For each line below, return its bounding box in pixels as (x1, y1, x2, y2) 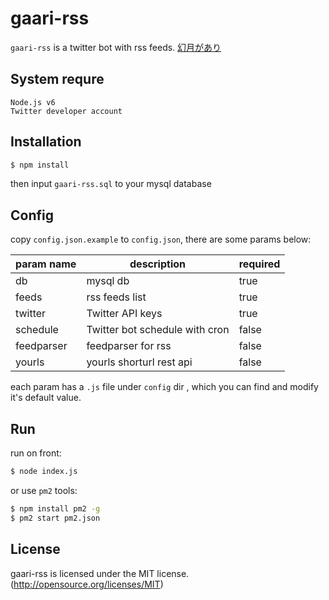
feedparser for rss (86, 339, 172, 353)
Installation (10, 133, 82, 151)
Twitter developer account (10, 106, 123, 116)
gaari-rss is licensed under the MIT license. (10, 567, 190, 579)
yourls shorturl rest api (86, 355, 193, 369)
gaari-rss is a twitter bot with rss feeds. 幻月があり (10, 41, 222, 53)
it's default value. (10, 392, 82, 404)
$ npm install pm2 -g (10, 503, 101, 514)
